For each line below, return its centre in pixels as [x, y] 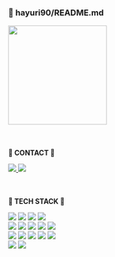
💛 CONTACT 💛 [32, 153]
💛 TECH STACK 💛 [37, 201]
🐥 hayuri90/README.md [56, 13]
